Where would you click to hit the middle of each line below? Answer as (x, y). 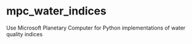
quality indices (25, 34)
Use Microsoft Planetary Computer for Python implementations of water (96, 28)
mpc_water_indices (56, 11)
